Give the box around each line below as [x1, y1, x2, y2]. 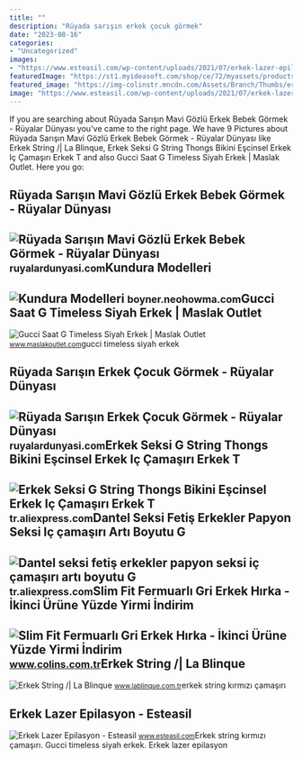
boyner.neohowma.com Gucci [127, 290, 275, 306]
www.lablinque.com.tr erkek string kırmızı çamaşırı [113, 680, 286, 690]
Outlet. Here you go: [9, 161, 84, 172]
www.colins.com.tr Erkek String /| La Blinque [9, 656, 245, 672]
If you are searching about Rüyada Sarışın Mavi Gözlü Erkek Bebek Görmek [9, 114, 289, 124]
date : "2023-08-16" [9, 30, 83, 39]
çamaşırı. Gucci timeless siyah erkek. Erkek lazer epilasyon [9, 740, 228, 751]
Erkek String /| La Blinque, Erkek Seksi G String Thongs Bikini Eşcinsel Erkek [9, 142, 292, 153]
